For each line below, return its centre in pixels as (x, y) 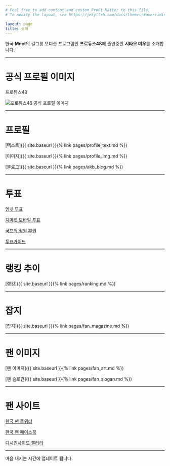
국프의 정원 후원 (21, 231)
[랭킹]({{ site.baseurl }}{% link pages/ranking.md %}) (60, 284)
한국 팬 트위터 (19, 421)
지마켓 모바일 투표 (23, 220)
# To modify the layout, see (36, 15)
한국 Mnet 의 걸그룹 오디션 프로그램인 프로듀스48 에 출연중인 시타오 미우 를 (78, 44)
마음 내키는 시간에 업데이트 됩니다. (39, 458)
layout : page (19, 24)
